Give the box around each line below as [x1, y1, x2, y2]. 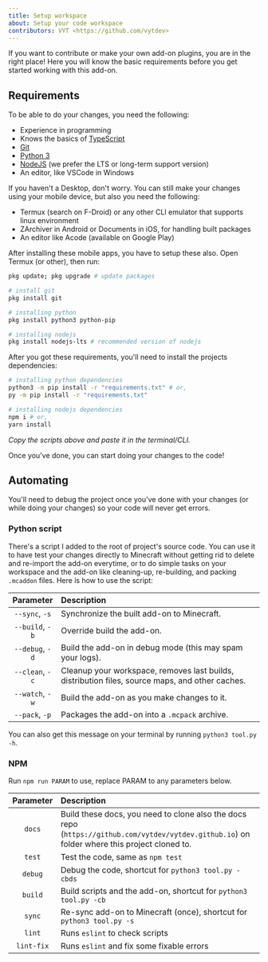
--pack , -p [14, 709, 52, 720]
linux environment [19, 216, 80, 226]
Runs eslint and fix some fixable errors [60, 940, 209, 952]
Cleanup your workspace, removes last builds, [61, 665, 235, 676]
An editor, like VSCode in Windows [19, 168, 134, 178]
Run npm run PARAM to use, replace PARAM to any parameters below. [8, 776, 232, 785]
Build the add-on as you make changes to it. [61, 692, 227, 703]
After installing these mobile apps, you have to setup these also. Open [8, 249, 238, 258]
